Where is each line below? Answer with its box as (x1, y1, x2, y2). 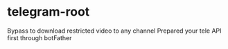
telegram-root (7, 4, 90, 20)
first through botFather (7, 33, 72, 42)
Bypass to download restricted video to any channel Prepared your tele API (7, 27, 222, 35)
